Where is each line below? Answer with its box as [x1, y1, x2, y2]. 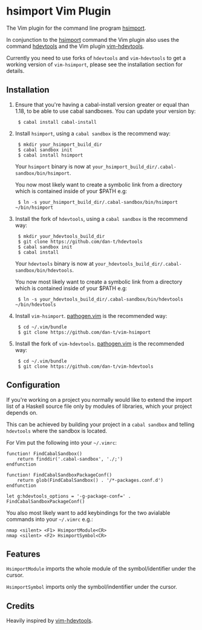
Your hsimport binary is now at [15, 163, 91, 170]
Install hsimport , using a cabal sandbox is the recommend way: [15, 129, 171, 137]
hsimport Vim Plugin [6, 4, 111, 18]
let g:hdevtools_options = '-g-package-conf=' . [6, 493, 131, 499]
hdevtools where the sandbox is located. [6, 427, 108, 435]
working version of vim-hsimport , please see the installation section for [6, 61, 183, 68]
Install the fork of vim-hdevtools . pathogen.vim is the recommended [15, 340, 184, 347]
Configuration [6, 380, 60, 390]
